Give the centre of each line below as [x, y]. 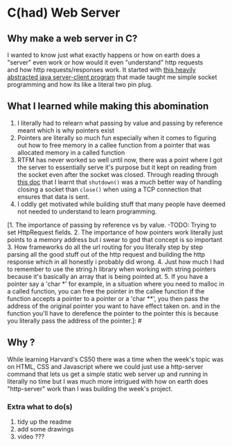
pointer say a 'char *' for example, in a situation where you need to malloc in [116, 284]
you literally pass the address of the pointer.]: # [74, 320]
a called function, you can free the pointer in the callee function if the [106, 291]
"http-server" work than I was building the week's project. [90, 388]
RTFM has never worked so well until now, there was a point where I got [120, 160]
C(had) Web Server [64, 13]
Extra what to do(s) [40, 406]
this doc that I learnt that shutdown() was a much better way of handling [119, 182]
